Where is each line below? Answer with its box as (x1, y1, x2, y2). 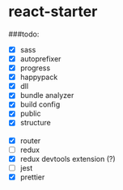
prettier (19, 172, 45, 182)
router (19, 136, 41, 146)
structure (19, 118, 51, 128)
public (19, 108, 41, 119)
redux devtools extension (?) (19, 154, 116, 163)
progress (19, 63, 51, 73)
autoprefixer (19, 54, 61, 63)
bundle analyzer (19, 91, 74, 100)
